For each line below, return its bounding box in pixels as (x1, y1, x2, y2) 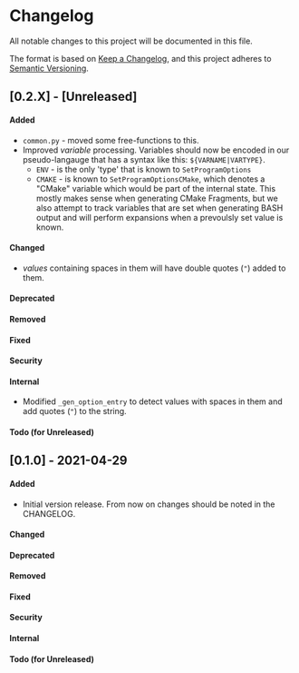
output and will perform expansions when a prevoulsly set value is (35, 212, 284, 223)
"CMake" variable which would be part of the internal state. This (35, 183, 276, 193)
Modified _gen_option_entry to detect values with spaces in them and (22, 396, 283, 407)
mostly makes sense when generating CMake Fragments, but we (35, 193, 278, 203)
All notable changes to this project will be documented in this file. (9, 35, 254, 46)
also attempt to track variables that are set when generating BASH (35, 202, 284, 213)
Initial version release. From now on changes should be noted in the (22, 499, 275, 510)
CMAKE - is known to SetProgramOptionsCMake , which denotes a (35, 173, 265, 184)
